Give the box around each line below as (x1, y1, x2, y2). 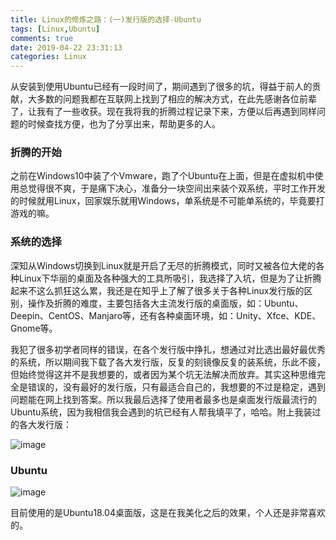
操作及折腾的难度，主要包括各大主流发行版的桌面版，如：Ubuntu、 (27, 297, 304, 309)
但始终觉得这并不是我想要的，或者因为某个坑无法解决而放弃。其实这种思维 (10, 368, 317, 380)
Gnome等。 (10, 322, 58, 334)
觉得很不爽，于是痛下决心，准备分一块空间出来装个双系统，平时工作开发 (27, 182, 326, 195)
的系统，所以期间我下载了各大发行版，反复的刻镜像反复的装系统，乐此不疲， (10, 356, 326, 368)
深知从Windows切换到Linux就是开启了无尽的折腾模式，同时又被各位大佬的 (10, 259, 317, 271)
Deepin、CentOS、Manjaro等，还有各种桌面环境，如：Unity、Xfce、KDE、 (10, 309, 322, 321)
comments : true (10, 33, 74, 43)
